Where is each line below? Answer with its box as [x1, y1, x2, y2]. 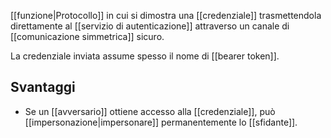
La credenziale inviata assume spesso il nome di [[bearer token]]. [10, 50, 280, 62]
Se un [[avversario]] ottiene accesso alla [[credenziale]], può [24, 105, 276, 117]
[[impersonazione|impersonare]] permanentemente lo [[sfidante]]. [24, 116, 298, 128]
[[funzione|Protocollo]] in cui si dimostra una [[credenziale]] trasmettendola [10, 10, 322, 21]
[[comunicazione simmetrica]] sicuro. [10, 31, 165, 42]
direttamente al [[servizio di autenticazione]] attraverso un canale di [10, 20, 290, 32]
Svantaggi [10, 79, 76, 96]
